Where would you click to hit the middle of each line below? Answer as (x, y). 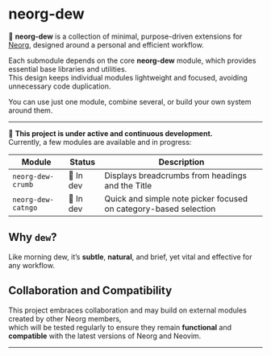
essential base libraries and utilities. (68, 68)
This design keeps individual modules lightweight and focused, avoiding (128, 77)
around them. (31, 110)
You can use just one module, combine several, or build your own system (130, 101)
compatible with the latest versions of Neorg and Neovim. (105, 336)
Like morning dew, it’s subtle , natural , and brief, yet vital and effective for (130, 257)
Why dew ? (33, 237)
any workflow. (31, 265)
